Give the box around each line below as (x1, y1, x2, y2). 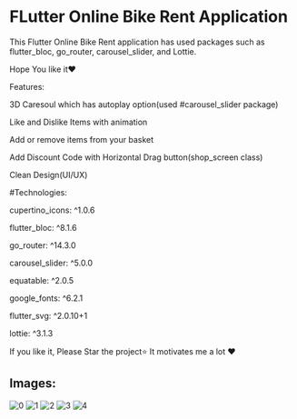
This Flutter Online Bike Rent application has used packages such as (9, 36, 265, 47)
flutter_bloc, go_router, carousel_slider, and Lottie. (9, 45, 197, 56)
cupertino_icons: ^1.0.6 (9, 205, 95, 215)
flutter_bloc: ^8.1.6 (9, 222, 77, 233)
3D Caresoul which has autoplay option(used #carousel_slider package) (9, 98, 279, 110)
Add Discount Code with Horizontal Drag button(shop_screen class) (9, 152, 263, 163)
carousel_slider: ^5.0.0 (9, 257, 94, 268)
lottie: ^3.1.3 (9, 327, 54, 338)
